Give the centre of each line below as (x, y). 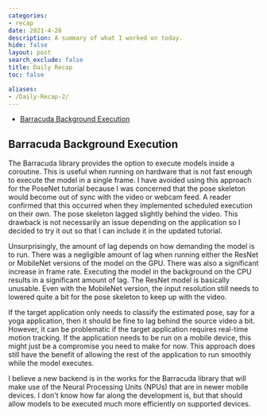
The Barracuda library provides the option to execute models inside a (122, 163)
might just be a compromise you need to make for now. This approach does (132, 346)
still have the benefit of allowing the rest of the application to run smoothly (130, 355)
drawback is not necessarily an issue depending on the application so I (124, 223)
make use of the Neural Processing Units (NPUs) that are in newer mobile (128, 387)
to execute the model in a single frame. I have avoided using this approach (130, 181)
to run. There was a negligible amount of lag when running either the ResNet (133, 255)
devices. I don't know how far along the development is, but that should (126, 395)
